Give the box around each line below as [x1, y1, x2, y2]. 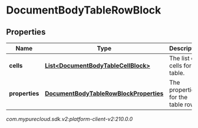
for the [169, 93, 188, 101]
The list [169, 54, 190, 62]
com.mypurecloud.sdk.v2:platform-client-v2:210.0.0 [6, 116, 133, 122]
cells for [169, 62, 192, 69]
